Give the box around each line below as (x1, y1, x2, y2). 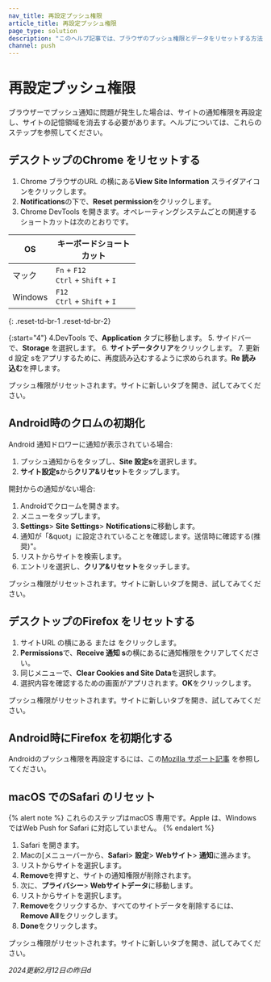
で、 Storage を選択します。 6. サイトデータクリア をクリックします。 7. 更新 (8, 342, 261, 352)
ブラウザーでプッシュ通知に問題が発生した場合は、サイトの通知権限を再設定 (8, 107, 263, 117)
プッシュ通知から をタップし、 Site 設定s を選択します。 (19, 456, 202, 466)
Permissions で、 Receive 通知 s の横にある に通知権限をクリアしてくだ (19, 648, 252, 657)
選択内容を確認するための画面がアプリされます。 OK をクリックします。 (19, 678, 256, 687)
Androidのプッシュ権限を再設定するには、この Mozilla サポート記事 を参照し (8, 754, 261, 764)
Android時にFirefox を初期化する (8, 731, 173, 745)
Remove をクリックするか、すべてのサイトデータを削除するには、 (19, 901, 238, 911)
